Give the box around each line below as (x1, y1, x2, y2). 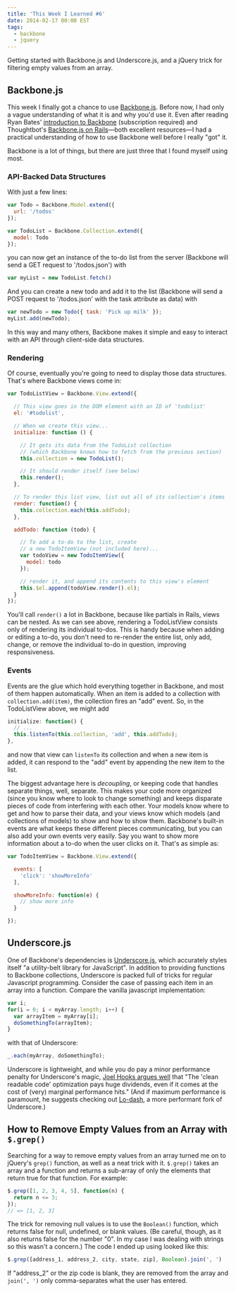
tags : (7, 23, 23, 30)
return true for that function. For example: (7, 1173, 128, 1182)
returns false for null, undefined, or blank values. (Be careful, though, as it (7, 1228, 222, 1236)
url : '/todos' (13, 208, 55, 216)
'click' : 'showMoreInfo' (20, 872, 93, 879)
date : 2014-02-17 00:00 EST (7, 17, 90, 24)
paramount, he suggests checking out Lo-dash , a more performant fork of (7, 1095, 223, 1104)
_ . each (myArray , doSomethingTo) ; (7, 1052, 106, 1059)
